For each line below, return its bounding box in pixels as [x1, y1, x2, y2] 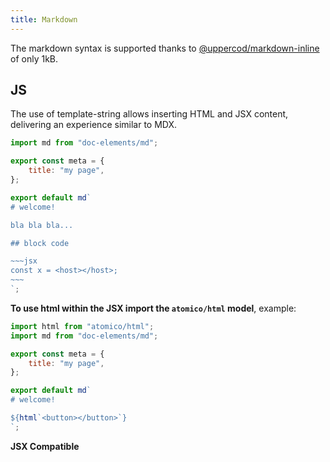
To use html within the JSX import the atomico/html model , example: [10, 302, 297, 314]
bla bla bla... [10, 220, 74, 230]
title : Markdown [10, 14, 78, 25]
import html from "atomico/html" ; [10, 321, 155, 331]
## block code [10, 238, 70, 248]
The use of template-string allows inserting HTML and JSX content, [10, 108, 289, 120]
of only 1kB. [10, 52, 59, 65]
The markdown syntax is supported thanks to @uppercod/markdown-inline [10, 42, 320, 54]
